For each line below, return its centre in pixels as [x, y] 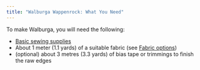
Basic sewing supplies [43, 41]
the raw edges [33, 60]
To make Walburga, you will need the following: [66, 29]
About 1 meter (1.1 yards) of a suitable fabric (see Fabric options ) [96, 47]
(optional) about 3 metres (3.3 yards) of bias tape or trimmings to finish [104, 54]
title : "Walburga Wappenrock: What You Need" [65, 12]
